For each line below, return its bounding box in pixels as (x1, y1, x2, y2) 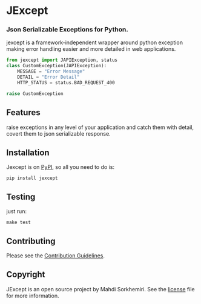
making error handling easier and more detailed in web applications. (6, 45, 176, 53)
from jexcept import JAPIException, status (6, 57, 118, 64)
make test (6, 219, 31, 226)
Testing (6, 191, 36, 202)
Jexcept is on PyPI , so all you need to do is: (6, 164, 115, 171)
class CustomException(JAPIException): (6, 63, 107, 69)
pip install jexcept (6, 175, 59, 182)
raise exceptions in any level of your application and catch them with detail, (6, 124, 194, 131)
